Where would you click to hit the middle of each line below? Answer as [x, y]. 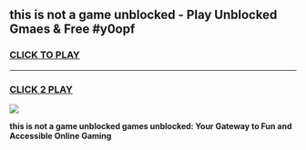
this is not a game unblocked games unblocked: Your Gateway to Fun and [151, 125]
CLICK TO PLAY [45, 55]
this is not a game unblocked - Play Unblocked [143, 15]
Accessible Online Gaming [61, 135]
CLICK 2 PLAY [41, 89]
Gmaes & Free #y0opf [72, 30]
